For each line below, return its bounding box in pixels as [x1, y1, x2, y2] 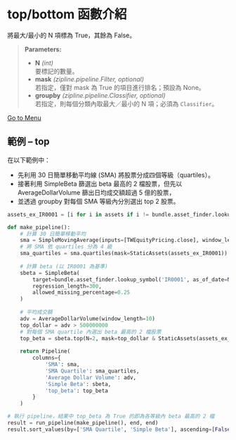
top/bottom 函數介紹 [7, 6, 127, 22]
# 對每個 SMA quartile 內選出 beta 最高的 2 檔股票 [20, 328, 162, 335]
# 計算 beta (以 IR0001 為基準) [20, 263, 108, 270]
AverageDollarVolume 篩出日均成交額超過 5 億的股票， [17, 188, 176, 197]
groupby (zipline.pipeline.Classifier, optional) [34, 91, 166, 99]
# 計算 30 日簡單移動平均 [20, 230, 86, 238]
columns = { [32, 354, 61, 362]
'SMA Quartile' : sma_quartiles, [44, 367, 140, 375]
